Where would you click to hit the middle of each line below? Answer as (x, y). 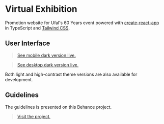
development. (19, 79)
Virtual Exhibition (41, 9)
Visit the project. (34, 116)
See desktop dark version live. (48, 64)
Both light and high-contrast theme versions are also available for (71, 74)
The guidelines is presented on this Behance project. (58, 107)
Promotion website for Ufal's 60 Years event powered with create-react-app (82, 23)
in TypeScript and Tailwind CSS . (38, 28)
